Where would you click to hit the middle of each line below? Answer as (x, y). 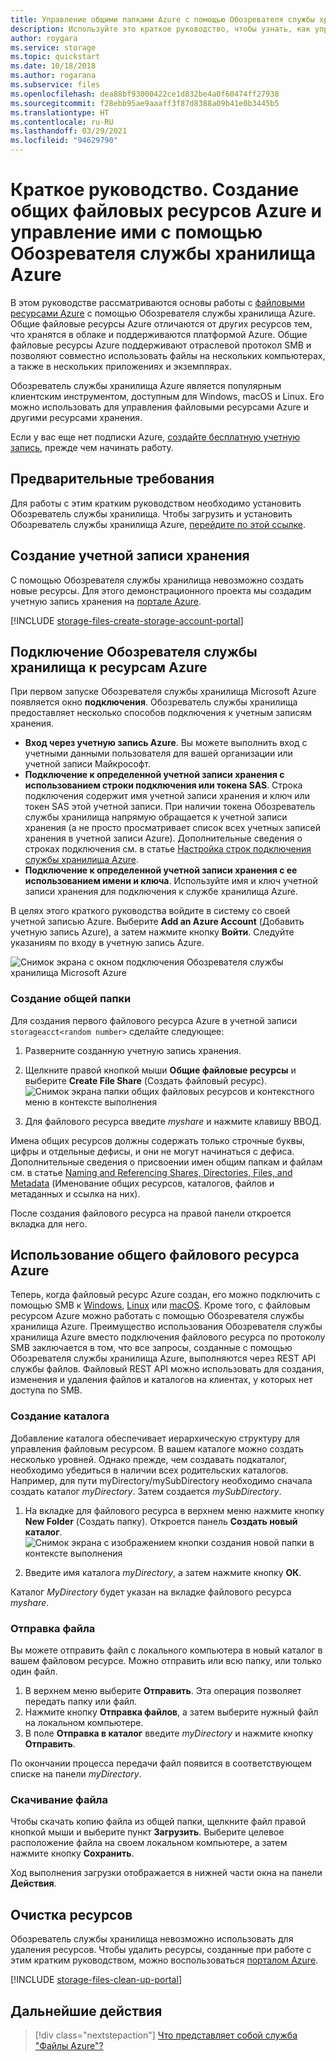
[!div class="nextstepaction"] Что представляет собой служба (166, 2035)
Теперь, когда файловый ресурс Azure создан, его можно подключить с (165, 1295)
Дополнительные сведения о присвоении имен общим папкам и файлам (166, 1162)
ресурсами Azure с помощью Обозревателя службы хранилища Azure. (163, 313)
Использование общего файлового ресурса (155, 1255)
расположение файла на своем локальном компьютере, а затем (149, 1843)
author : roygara (44, 38)
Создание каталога (60, 1416)
